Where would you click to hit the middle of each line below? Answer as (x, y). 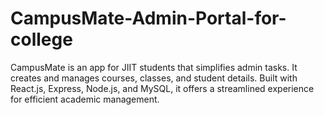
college (41, 39)
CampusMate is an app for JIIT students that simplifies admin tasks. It (154, 67)
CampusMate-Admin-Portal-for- (148, 18)
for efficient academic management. (85, 99)
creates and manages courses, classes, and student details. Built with (154, 78)
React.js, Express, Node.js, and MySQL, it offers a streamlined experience (162, 88)
